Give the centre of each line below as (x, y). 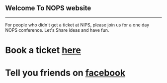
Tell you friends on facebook (65, 73)
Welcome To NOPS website (48, 8)
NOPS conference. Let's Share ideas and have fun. (57, 30)
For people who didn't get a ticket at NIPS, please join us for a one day (77, 25)
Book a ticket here (43, 50)
